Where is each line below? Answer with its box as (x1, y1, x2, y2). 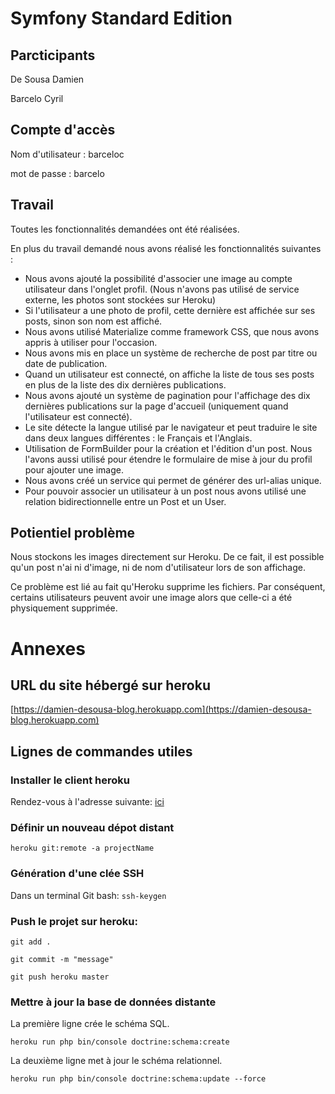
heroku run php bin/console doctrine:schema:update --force (10, 1074, 267, 1084)
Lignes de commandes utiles (10, 743, 193, 760)
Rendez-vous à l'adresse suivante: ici (10, 796, 165, 808)
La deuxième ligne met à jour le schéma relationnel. (10, 1055, 223, 1067)
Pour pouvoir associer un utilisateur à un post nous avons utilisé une (24, 485, 307, 497)
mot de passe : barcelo (10, 167, 105, 179)
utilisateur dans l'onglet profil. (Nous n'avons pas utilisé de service (24, 283, 300, 295)
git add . (10, 937, 52, 947)
